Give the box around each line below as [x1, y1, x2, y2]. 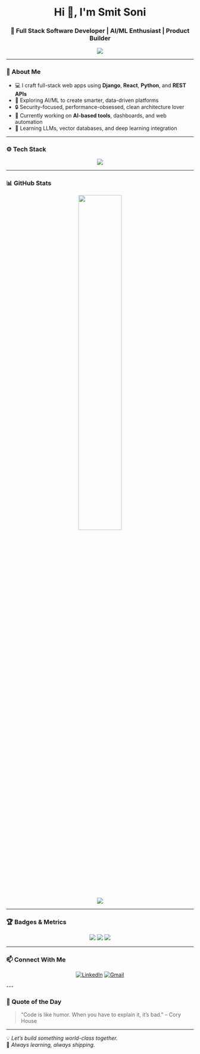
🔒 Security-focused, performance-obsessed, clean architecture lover [14, 103, 185, 110]
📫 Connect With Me [6, 955, 66, 963]
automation [14, 118, 43, 125]
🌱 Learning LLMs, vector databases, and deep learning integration [14, 125, 177, 132]
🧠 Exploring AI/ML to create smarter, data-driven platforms [14, 97, 159, 104]
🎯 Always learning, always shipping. [6, 1041, 95, 1049]
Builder [89, 34, 111, 42]
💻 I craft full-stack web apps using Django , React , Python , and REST [14, 82, 186, 89]
